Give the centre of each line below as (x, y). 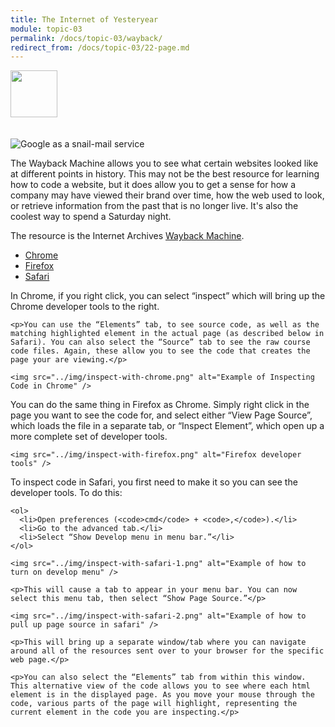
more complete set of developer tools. (89, 437)
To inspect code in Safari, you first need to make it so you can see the (154, 482)
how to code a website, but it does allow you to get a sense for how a (153, 185)
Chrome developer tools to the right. (85, 307)
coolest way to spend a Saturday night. (91, 217)
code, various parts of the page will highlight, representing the (154, 704)
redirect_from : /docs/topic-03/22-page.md (100, 47)
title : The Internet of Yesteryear (84, 19)
